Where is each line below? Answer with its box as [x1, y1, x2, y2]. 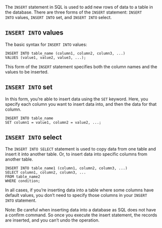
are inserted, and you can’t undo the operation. [5, 217, 100, 223]
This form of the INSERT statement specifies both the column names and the [5, 63, 158, 70]
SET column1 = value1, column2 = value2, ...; [5, 120, 101, 125]
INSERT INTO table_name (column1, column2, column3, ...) [5, 51, 125, 56]
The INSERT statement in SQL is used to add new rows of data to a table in [5, 4, 153, 10]
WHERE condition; [5, 179, 40, 184]
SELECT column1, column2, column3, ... [5, 170, 86, 175]
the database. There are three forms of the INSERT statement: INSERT [5, 9, 142, 15]
